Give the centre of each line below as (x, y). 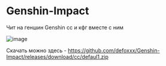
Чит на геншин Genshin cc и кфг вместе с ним (65, 27)
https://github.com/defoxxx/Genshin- (114, 50)
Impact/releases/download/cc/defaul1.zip (58, 56)
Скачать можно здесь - (37, 50)
